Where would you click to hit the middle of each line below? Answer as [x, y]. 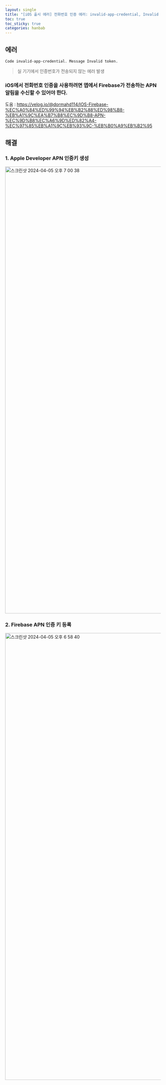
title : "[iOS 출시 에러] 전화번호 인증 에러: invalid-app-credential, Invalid [82, 14]
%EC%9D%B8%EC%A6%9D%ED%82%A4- [51, 121]
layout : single [21, 10]
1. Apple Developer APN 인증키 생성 [47, 158]
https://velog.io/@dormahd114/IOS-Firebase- [62, 104]
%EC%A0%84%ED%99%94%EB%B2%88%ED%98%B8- [65, 110]
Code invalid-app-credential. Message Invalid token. [62, 61]
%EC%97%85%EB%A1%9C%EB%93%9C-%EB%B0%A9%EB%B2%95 [79, 126]
